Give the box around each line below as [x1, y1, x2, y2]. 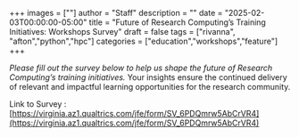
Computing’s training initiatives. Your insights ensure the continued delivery [9, 72, 287, 83]
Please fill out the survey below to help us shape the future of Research [9, 62, 273, 73]
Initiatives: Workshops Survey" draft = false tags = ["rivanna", [9, 27, 236, 36]
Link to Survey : [9, 99, 67, 109]
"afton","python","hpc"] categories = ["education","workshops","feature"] [9, 36, 278, 46]
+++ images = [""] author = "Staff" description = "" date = [9, 8, 223, 18]
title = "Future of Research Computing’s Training [88, 17, 266, 28]
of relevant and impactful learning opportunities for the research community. [9, 82, 291, 92]
